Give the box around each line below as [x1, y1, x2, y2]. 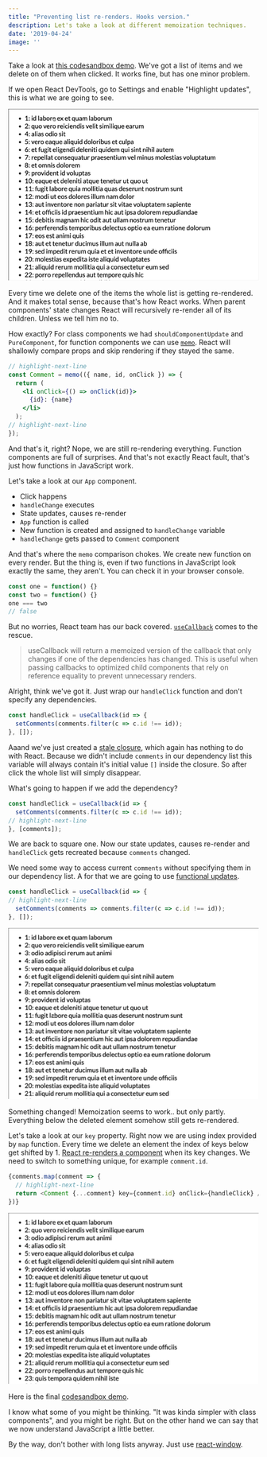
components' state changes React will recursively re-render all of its [8, 305, 232, 314]
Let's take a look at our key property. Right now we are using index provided [8, 1131, 257, 1140]
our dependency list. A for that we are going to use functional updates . [8, 872, 240, 881]
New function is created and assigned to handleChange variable [19, 525, 226, 534]
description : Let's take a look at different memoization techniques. [8, 21, 247, 29]
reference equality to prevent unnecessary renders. [27, 671, 197, 681]
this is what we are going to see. [8, 93, 114, 103]
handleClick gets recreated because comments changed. [8, 848, 191, 857]
